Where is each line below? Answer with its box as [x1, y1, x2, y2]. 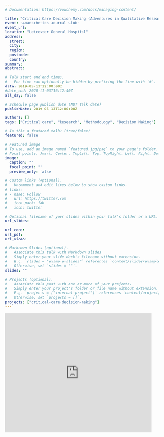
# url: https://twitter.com [5, 196, 67, 201]
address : [5, 34, 23, 39]
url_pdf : [5, 232, 23, 237]
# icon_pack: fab [5, 201, 45, 206]
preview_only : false [9, 169, 51, 174]
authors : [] [5, 115, 29, 120]
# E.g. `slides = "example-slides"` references [5, 259, 108, 264]
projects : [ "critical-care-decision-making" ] [5, 300, 99, 305]
